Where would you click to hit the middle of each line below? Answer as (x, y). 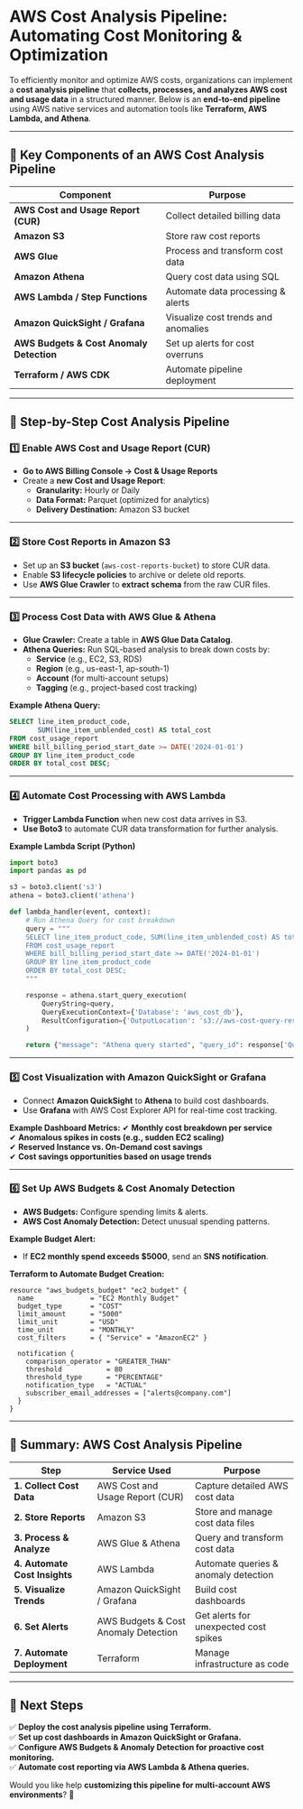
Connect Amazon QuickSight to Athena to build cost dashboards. (145, 1100)
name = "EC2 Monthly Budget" (98, 1298)
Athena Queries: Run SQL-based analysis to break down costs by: (146, 649)
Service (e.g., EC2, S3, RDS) (89, 659)
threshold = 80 (74, 1369)
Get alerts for (223, 1615)
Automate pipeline (204, 369)
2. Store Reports (50, 1517)
